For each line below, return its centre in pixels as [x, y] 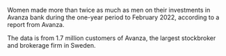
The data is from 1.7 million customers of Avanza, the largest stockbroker [112, 38]
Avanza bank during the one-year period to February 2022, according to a [113, 17]
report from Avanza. [36, 25]
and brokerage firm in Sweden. [51, 45]
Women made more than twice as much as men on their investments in [109, 10]
